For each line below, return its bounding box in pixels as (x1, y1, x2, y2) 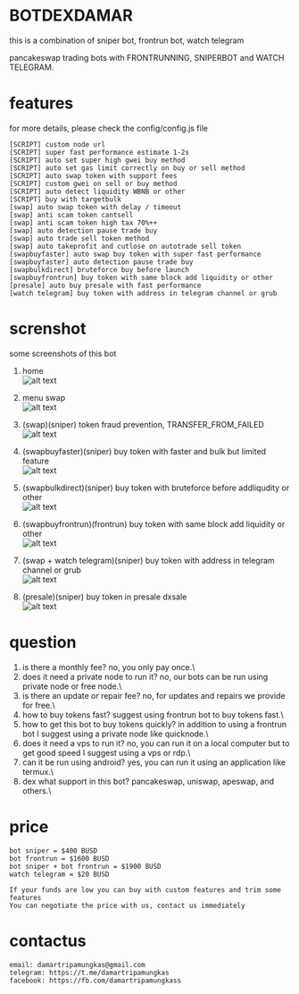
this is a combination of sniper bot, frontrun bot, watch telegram (9, 35, 245, 46)
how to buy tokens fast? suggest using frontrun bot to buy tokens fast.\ (21, 709, 284, 720)
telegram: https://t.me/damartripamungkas (9, 968, 170, 977)
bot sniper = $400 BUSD (9, 846, 98, 855)
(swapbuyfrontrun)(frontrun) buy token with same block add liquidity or (21, 518, 286, 529)
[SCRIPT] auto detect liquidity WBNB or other (9, 187, 186, 196)
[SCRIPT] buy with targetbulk (9, 194, 122, 204)
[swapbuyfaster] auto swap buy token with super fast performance (9, 250, 262, 259)
